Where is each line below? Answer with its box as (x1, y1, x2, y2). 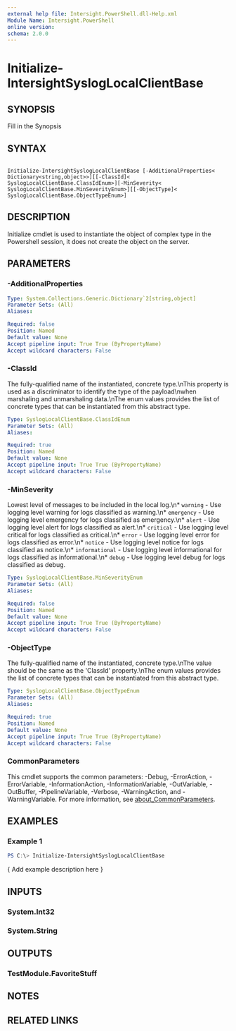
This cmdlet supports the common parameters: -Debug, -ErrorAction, (7, 772, 209, 781)
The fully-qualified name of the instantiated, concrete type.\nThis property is (7, 379, 229, 388)
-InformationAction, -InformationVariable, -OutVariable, (48, 780, 209, 788)
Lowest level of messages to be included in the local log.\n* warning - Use (7, 501, 222, 509)
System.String (7, 925, 58, 935)
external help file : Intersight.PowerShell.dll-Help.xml (7, 10, 178, 18)
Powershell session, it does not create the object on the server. (7, 237, 190, 245)
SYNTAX (7, 142, 47, 154)
